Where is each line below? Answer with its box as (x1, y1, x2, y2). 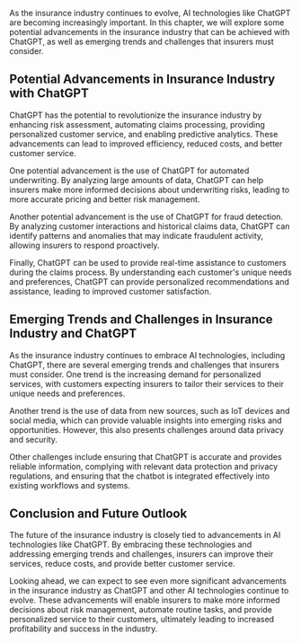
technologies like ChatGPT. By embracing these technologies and (9, 539, 252, 551)
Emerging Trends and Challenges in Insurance (9, 312, 273, 327)
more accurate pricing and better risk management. (9, 193, 200, 205)
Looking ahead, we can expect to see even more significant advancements (9, 576, 288, 586)
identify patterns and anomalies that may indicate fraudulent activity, (9, 230, 263, 241)
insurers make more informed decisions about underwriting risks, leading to (9, 184, 290, 195)
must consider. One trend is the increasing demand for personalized (9, 368, 261, 380)
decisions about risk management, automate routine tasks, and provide (9, 604, 272, 615)
